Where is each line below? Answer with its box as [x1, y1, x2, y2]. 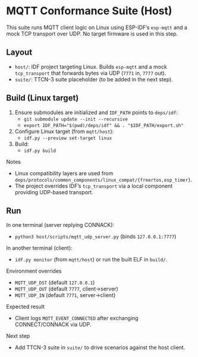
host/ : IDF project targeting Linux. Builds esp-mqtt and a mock [14, 63, 168, 70]
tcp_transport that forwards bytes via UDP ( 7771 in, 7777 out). [14, 69, 166, 77]
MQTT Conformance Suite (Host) [6, 4, 172, 18]
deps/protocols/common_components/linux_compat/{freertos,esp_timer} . [14, 176, 193, 183]
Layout [6, 48, 33, 58]
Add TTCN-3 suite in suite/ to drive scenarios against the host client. [14, 344, 186, 351]
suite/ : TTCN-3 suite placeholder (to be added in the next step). [14, 75, 174, 83]
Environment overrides [6, 267, 62, 274]
